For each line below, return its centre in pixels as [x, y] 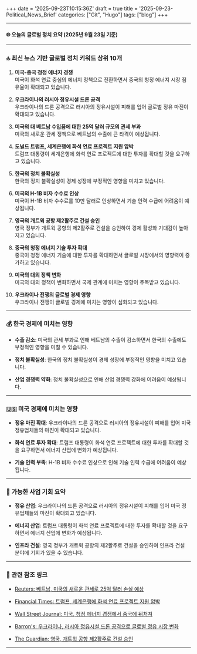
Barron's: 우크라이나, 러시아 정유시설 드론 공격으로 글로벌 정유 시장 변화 [96, 626]
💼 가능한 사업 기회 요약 [36, 492]
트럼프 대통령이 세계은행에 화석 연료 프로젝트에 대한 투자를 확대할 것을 [94, 154]
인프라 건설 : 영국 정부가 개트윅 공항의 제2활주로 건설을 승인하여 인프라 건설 [100, 545]
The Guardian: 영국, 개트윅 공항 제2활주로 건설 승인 [74, 639]
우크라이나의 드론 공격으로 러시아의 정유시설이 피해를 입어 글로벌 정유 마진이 [101, 107]
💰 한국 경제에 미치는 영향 [40, 324]
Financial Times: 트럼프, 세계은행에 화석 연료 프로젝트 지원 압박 [87, 601]
